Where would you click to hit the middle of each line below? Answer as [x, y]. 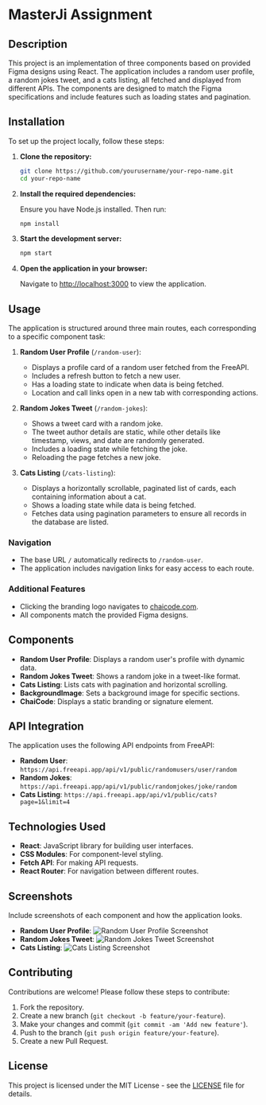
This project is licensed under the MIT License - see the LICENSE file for [126, 1085]
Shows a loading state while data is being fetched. [114, 505]
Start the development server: [71, 239]
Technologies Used [57, 826]
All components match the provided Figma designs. [104, 615]
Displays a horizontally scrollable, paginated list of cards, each [134, 488]
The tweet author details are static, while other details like [126, 432]
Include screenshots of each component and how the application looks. [125, 915]
